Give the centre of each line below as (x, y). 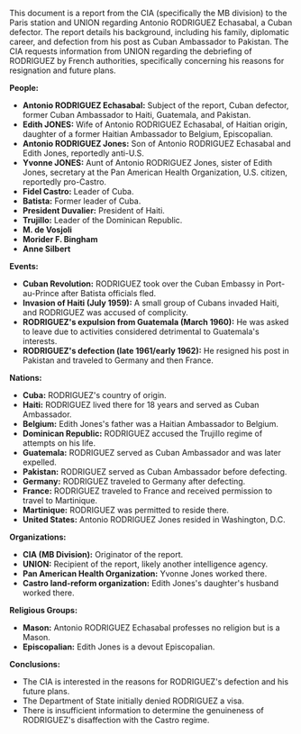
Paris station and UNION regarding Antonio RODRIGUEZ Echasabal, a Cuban (151, 23)
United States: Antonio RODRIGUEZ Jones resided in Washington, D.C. (154, 520)
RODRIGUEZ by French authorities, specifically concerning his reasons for (147, 61)
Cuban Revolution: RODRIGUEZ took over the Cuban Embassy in (143, 284)
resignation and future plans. (63, 70)
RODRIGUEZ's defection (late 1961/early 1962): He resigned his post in (156, 351)
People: (24, 88)
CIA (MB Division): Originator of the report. (103, 554)
